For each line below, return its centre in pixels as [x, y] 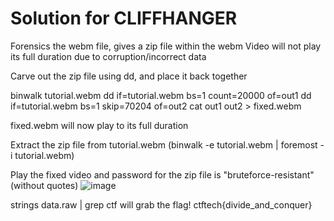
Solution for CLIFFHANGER [124, 18]
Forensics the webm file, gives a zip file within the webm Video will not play [166, 46]
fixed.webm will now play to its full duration [99, 125]
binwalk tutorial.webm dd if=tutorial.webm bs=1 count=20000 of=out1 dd [161, 95]
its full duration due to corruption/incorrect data [108, 56]
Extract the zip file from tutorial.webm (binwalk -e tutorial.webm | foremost [164, 144]
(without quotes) [44, 185]
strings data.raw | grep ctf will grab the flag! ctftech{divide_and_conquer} [161, 204]
